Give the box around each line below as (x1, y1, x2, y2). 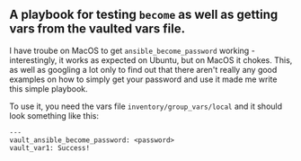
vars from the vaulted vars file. (9, 22, 186, 37)
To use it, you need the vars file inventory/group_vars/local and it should (9, 101, 283, 112)
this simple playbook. (9, 83, 88, 94)
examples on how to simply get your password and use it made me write (9, 74, 278, 85)
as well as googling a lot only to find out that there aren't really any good (9, 64, 278, 75)
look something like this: (9, 110, 99, 121)
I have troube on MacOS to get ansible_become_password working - (9, 45, 256, 56)
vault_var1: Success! (9, 143, 91, 152)
